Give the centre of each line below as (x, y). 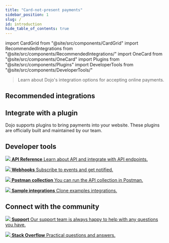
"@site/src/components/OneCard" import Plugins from (63, 59)
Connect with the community (52, 206)
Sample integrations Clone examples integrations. (64, 191)
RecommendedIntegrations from (39, 49)
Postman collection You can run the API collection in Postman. (77, 180)
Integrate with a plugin (42, 113)
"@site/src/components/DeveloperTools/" (49, 70)
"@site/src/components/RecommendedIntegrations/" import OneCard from (84, 54)
